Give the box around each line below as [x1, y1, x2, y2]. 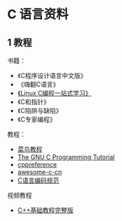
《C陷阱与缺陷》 [17, 107, 62, 114]
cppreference [17, 161, 57, 168]
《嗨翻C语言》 [17, 80, 60, 88]
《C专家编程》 [17, 115, 56, 123]
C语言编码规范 [17, 176, 60, 185]
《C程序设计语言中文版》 [17, 72, 87, 79]
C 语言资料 [7, 6, 69, 22]
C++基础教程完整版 [17, 206, 74, 214]
